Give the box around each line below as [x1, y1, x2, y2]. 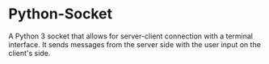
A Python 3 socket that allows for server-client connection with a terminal [8, 31, 253, 41]
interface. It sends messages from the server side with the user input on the [8, 39, 261, 49]
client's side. [8, 48, 51, 58]
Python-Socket [8, 5, 113, 23]
